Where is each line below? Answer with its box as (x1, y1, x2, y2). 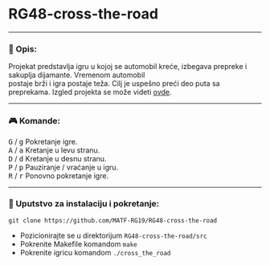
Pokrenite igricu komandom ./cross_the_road (19, 247, 171, 257)
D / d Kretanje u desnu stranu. (8, 153, 107, 163)
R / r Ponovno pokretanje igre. (8, 170, 109, 181)
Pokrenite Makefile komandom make (19, 238, 138, 249)
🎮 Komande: (8, 116, 61, 127)
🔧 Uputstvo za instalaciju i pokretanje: (8, 198, 160, 210)
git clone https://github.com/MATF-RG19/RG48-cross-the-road (8, 216, 218, 225)
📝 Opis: (8, 43, 38, 55)
